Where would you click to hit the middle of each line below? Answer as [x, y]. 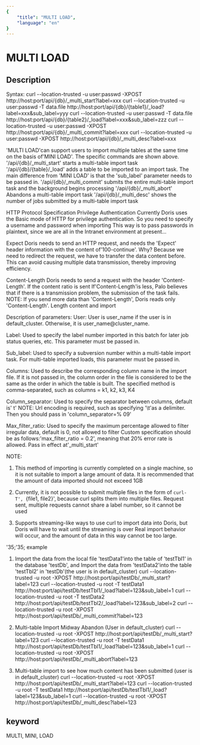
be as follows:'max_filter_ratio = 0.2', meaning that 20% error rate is [89, 439]
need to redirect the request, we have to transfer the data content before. [96, 256]
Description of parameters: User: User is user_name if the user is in [89, 317]
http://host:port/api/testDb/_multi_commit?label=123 [79, 616]
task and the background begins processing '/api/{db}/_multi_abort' [89, 188]
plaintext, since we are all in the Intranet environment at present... [86, 232]
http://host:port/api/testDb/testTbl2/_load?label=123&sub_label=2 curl [101, 603]
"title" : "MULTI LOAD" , [46, 17]
